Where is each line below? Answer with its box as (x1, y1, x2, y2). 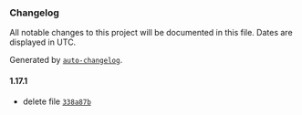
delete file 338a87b (22, 96, 91, 107)
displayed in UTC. (9, 37, 77, 47)
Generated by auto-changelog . (9, 55, 123, 66)
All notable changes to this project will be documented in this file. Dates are (9, 27, 294, 38)
